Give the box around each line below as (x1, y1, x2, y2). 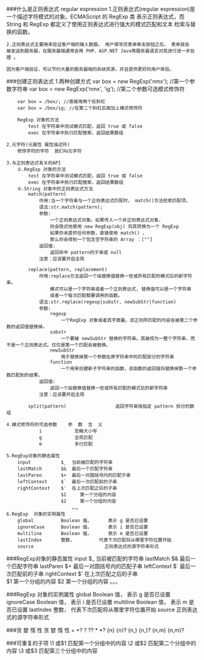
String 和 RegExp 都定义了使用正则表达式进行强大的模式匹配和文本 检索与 (6, 21, 191, 27)
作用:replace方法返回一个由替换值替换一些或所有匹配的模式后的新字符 (38, 273, 193, 279)
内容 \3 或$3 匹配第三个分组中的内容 (6, 647, 98, 654)
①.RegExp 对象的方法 (17, 166, 66, 172)
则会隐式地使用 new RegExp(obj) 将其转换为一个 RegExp (49, 224, 179, 230)
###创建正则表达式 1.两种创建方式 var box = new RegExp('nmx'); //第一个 (6, 78, 190, 85)
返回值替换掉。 (15, 324, 47, 330)
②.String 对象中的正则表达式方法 (17, 186, 93, 192)
